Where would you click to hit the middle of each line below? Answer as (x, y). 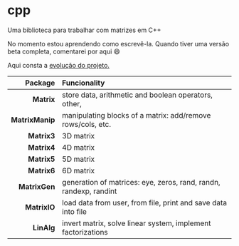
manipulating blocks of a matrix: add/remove (136, 115)
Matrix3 (42, 135)
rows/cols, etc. (86, 124)
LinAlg (44, 227)
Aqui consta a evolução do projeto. (59, 65)
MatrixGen (37, 186)
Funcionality (83, 83)
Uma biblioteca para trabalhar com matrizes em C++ (84, 30)
